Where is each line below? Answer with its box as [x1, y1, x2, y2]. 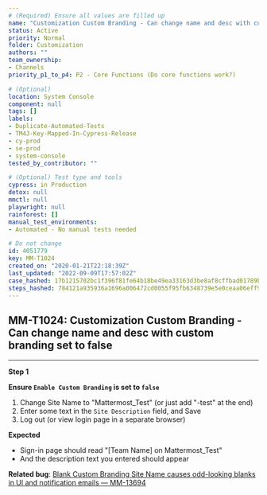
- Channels [8, 64, 44, 72]
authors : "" [8, 49, 48, 57]
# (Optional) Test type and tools [8, 173, 123, 181]
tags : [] [8, 107, 37, 115]
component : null [8, 100, 62, 108]
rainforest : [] [8, 210, 59, 219]
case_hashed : [8, 276, 52, 285]
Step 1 [8, 367, 29, 376]
